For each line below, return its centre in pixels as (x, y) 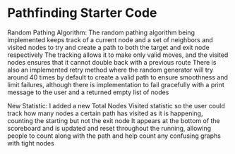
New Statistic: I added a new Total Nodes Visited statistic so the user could (116, 105)
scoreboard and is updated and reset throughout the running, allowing (109, 128)
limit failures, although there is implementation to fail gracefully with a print (116, 84)
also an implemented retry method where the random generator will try (110, 70)
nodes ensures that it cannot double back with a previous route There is (112, 62)
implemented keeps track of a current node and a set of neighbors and (110, 39)
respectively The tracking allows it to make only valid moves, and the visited (118, 55)
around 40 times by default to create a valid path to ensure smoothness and (117, 77)
